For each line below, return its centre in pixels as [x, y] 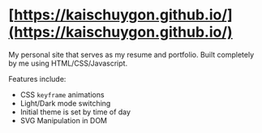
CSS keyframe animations [62, 94]
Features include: [37, 79]
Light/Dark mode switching [65, 103]
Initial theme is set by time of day [75, 112]
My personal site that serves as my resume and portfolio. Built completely [131, 54]
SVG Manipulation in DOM [64, 120]
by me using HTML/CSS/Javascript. [68, 63]
